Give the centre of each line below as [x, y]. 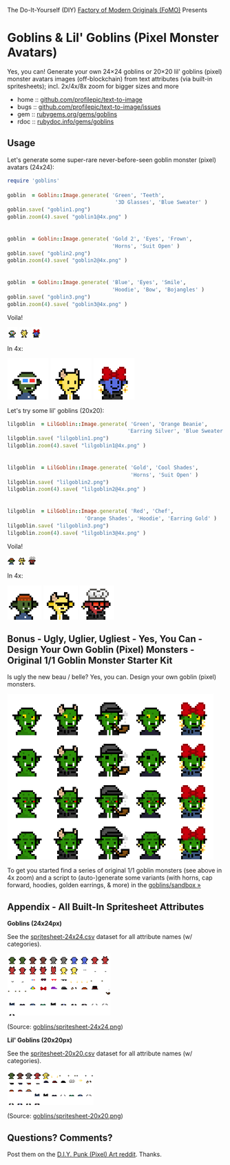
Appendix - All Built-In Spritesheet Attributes [106, 907]
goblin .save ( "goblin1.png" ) [49, 210]
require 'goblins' [33, 181]
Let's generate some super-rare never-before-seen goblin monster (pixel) [112, 160]
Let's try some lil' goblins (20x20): [56, 410]
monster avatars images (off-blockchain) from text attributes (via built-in [110, 79]
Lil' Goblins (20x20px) [40, 1040]
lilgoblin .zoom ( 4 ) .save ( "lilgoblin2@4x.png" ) [77, 489]
